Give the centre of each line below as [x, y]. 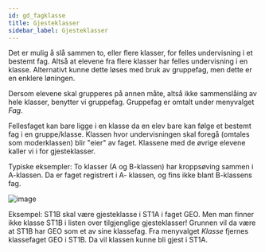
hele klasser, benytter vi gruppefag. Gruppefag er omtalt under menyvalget [131, 102]
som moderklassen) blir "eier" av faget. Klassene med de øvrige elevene [127, 143]
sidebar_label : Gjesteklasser [58, 30]
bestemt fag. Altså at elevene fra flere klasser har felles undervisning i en [128, 61]
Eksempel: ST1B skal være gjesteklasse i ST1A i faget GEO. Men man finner [131, 215]
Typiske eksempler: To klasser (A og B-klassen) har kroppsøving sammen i [131, 167]
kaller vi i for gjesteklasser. [52, 151]
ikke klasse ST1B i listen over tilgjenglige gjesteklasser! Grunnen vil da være [132, 223]
